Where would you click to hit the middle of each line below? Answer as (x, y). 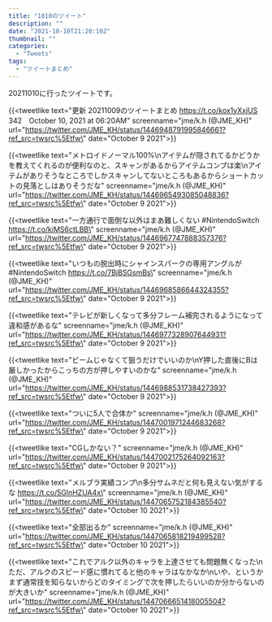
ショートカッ (243, 175)
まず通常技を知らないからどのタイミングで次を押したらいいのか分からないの (136, 581)
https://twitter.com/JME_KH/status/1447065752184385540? (125, 502)
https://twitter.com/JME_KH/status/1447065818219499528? (125, 536)
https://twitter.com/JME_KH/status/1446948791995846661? (125, 129)
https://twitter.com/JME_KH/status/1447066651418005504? (125, 601)
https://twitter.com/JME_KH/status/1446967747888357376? (126, 237)
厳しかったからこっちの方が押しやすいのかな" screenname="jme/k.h (123, 370)
